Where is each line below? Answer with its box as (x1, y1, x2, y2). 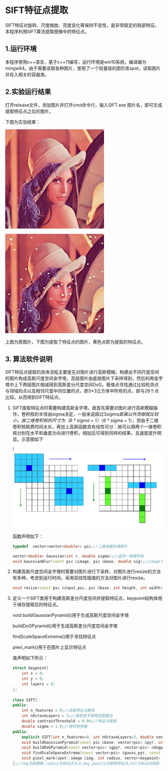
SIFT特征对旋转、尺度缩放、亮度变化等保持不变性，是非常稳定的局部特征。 (5, 22, 159, 28)
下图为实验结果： (5, 119, 40, 125)
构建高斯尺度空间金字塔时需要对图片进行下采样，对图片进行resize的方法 (12, 568, 161, 574)
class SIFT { (12, 697, 37, 703)
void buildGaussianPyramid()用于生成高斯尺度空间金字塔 (12, 612, 129, 618)
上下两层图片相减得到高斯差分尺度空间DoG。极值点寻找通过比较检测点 (13, 381, 159, 388)
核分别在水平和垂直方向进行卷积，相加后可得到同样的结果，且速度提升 (12, 430, 157, 436)
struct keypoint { (12, 665, 49, 671)
